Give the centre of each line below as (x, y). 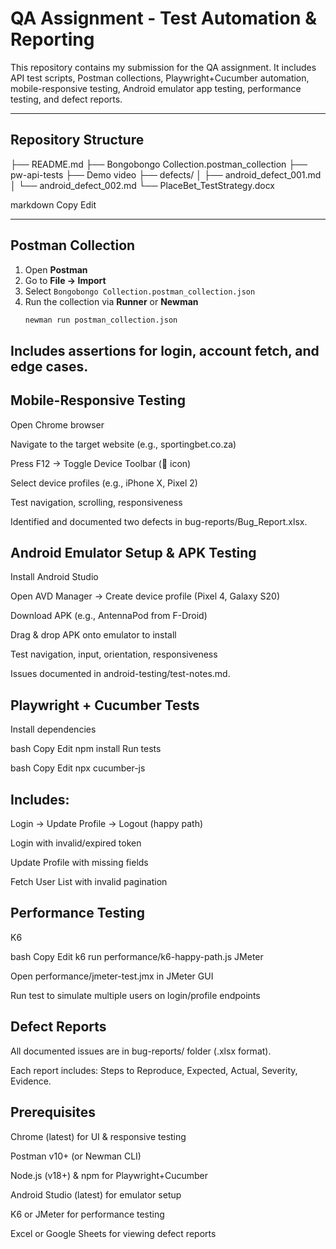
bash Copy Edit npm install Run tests (86, 749)
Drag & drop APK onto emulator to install (93, 635)
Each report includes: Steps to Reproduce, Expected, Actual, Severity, (154, 1070)
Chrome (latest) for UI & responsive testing (98, 1136)
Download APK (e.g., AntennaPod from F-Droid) (109, 616)
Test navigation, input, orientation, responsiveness (114, 654)
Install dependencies (53, 729)
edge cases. (49, 366)
